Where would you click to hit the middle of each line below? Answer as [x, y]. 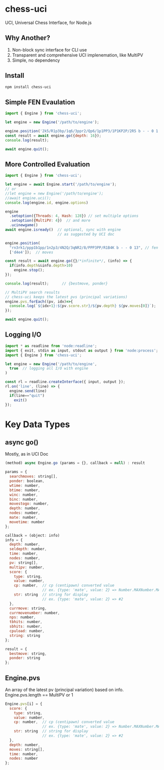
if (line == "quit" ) [27, 395]
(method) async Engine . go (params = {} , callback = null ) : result [75, 463]
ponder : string [25, 658]
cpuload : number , [27, 631]
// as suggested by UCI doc [86, 234]
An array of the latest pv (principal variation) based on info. [64, 690]
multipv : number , [27, 567]
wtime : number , [25, 485]
